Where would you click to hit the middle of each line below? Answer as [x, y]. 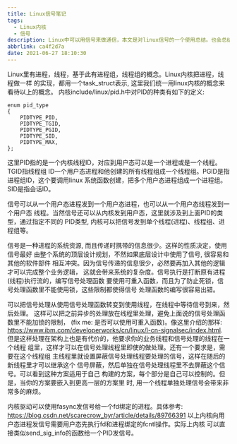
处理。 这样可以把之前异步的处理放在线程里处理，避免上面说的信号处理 [116, 313]
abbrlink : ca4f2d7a [36, 47]
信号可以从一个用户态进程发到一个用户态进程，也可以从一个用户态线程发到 [115, 204]
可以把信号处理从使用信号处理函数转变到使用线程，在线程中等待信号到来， [115, 304]
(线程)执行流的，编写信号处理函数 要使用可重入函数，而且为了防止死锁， [113, 280]
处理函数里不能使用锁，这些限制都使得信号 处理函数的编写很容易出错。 [116, 289]
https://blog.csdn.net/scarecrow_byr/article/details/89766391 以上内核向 [113, 415]
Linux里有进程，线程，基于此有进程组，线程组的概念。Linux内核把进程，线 [116, 74]
